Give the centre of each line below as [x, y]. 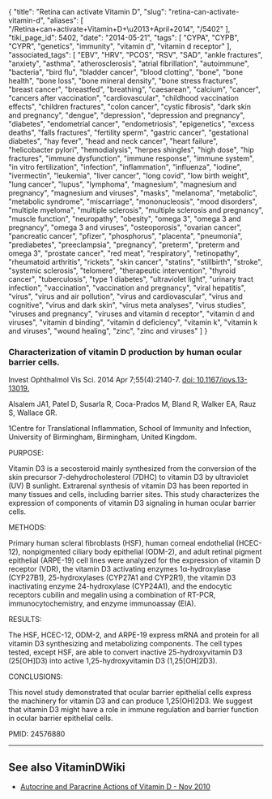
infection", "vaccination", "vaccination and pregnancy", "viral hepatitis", [127, 288]
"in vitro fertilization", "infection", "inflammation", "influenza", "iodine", [125, 167]
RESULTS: [25, 620]
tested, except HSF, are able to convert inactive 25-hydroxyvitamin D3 [125, 652]
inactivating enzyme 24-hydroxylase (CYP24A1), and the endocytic [120, 586]
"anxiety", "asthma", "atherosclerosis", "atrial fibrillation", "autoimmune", [129, 63]
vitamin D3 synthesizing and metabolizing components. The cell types [125, 644]
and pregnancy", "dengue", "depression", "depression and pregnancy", [127, 115]
